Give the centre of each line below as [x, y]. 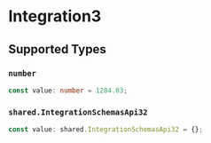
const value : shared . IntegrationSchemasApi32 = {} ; [105, 130]
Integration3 [55, 16]
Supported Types [58, 49]
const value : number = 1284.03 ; [68, 91]
